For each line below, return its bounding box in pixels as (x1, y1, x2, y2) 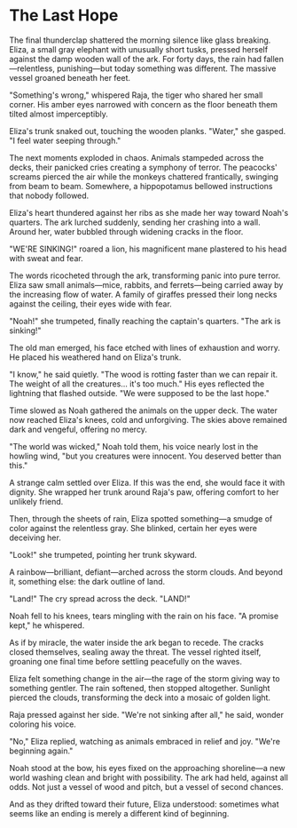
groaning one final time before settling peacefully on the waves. (9, 656, 242, 666)
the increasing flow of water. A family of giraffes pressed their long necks (9, 289, 277, 299)
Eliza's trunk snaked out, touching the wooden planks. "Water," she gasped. (9, 125, 286, 136)
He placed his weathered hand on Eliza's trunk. (9, 352, 182, 362)
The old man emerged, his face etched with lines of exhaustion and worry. (9, 342, 281, 353)
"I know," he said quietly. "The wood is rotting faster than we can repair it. (9, 369, 278, 379)
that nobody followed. (9, 190, 90, 201)
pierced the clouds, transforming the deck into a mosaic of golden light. (9, 692, 271, 703)
